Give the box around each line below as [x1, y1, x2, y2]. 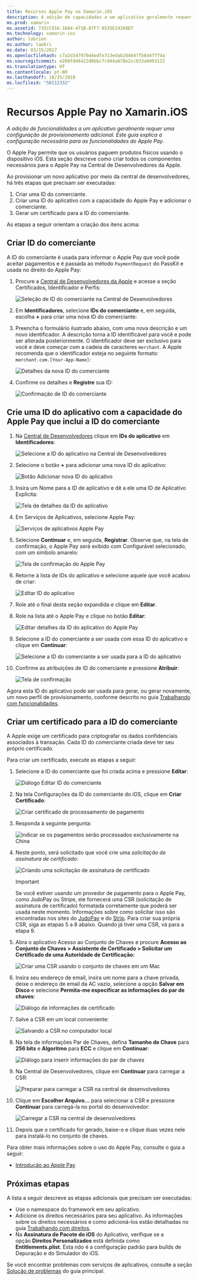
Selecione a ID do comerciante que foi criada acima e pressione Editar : [15, 768, 188, 775]
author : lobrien [6, 36, 47, 42]
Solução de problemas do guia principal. [6, 1268, 105, 1275]
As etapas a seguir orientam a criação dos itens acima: [6, 221, 140, 228]
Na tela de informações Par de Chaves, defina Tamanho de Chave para [15, 1039, 189, 1046]
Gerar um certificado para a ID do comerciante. [15, 209, 130, 216]
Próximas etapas [6, 1178, 70, 1188]
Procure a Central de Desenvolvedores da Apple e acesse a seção [15, 277, 176, 285]
